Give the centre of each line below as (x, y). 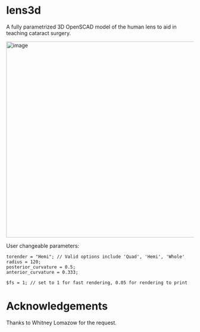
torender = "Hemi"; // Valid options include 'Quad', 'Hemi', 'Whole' (96, 257)
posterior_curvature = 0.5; (41, 267)
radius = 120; (24, 262)
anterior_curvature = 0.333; (42, 272)
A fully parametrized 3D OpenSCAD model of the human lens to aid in (91, 27)
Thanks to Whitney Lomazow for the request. (62, 322)
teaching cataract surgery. (39, 33)
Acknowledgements (57, 306)
